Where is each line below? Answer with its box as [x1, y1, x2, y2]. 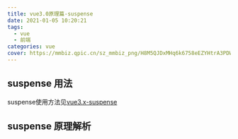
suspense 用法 [7, 78, 73, 90]
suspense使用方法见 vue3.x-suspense [7, 97, 118, 106]
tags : [7, 23, 23, 30]
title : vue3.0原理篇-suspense [7, 10, 93, 18]
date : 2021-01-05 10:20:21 [7, 17, 87, 24]
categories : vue [7, 43, 55, 50]
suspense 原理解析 [7, 121, 91, 133]
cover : [7, 50, 27, 57]
